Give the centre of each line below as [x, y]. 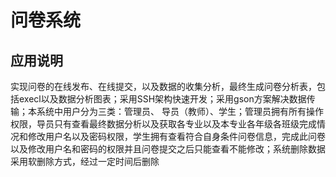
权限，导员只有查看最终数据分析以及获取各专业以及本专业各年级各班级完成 [163, 124]
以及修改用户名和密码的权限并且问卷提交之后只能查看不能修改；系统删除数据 [168, 149]
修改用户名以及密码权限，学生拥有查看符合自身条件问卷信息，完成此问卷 [176, 136]
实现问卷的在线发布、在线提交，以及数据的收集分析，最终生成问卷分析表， [163, 86]
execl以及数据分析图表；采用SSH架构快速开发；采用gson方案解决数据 [162, 99]
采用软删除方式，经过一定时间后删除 [85, 161]
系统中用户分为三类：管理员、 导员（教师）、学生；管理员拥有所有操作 [180, 111]
